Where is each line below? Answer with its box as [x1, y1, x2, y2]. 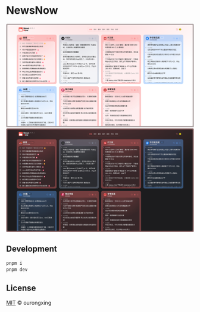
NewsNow [6, 4, 58, 17]
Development [6, 243, 58, 254]
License [6, 283, 36, 293]
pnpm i [6, 260, 23, 266]
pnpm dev [6, 267, 28, 273]
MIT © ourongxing [6, 299, 52, 306]
